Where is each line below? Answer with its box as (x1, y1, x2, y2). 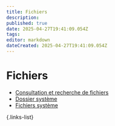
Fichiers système (15, 101, 58, 109)
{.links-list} (6, 113, 34, 121)
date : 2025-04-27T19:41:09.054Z (6, 25, 88, 32)
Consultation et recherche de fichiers (15, 88, 109, 96)
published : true (6, 20, 47, 26)
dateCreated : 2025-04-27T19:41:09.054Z (6, 43, 108, 49)
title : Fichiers (6, 8, 47, 15)
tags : (6, 31, 20, 38)
